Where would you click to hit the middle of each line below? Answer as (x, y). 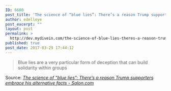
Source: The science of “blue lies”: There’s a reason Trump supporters (79, 77)
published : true (22, 43)
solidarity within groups (42, 68)
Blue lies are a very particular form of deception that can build (83, 62)
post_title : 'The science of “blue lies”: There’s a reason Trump (77, 15)
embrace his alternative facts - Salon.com (50, 83)
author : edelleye (24, 19)
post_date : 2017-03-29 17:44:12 (39, 48)
